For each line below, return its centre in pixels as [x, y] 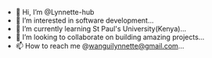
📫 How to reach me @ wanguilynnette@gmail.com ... [100, 46]
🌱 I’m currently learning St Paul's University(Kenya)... [101, 29]
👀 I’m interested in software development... [84, 20]
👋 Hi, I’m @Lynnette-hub [55, 12]
